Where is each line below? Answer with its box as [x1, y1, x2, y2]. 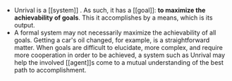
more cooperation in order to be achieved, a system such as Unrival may [13, 51, 226, 59]
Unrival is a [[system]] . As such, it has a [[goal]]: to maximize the [13, 6, 206, 14]
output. [13, 21, 35, 29]
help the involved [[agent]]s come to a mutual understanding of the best [13, 58, 224, 66]
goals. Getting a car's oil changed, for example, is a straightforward [13, 36, 210, 44]
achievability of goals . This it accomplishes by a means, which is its [13, 13, 213, 22]
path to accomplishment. [13, 66, 87, 74]
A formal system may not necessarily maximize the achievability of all [13, 28, 216, 37]
